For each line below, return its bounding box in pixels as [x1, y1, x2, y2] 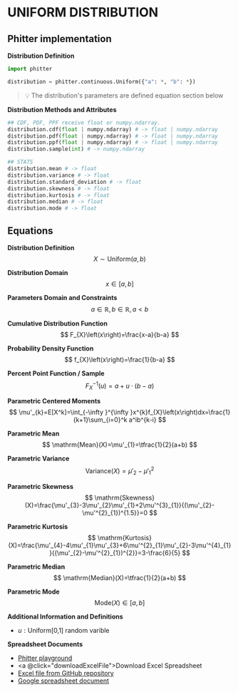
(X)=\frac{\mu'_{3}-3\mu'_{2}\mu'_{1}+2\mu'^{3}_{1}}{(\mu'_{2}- [24, 500, 215, 510]
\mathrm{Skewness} [94, 493, 155, 502]
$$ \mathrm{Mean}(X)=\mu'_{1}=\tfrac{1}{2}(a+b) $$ [42, 440, 197, 449]
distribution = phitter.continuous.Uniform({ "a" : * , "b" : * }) [7, 78, 196, 86]
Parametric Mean [7, 429, 60, 438]
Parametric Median [7, 562, 66, 571]
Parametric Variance [7, 454, 70, 463]
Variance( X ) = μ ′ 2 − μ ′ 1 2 [85, 465, 155, 477]
